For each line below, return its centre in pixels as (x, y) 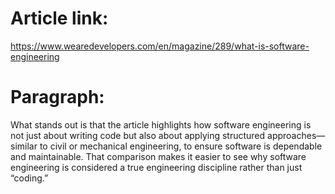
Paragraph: (57, 97)
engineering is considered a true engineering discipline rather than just (156, 167)
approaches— (296, 135)
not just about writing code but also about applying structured (138, 135)
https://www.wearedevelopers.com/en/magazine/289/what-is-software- (160, 46)
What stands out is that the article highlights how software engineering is (161, 124)
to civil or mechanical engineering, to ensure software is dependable (181, 146)
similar (24, 146)
